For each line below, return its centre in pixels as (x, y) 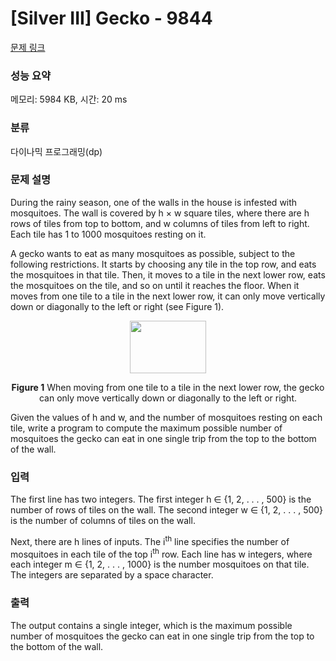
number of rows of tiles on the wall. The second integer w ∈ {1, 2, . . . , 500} (167, 510)
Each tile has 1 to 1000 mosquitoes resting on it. (108, 234)
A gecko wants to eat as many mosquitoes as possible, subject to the (153, 253)
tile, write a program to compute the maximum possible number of (146, 428)
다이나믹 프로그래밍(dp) (56, 151)
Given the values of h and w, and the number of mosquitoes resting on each (166, 417)
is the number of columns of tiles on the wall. (103, 521)
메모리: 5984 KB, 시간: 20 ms (69, 99)
